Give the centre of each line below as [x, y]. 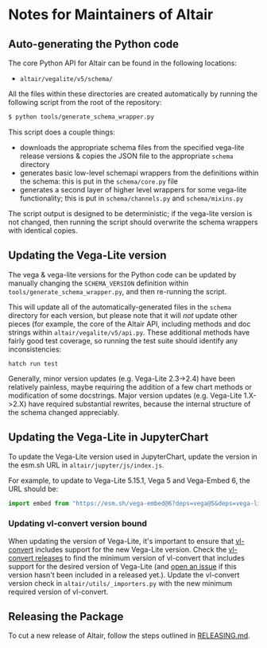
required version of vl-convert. [58, 592]
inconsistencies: [35, 349]
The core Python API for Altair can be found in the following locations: [122, 63]
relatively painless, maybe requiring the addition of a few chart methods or [130, 386]
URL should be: [33, 489]
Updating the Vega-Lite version [87, 256]
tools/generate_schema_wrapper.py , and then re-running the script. [118, 291]
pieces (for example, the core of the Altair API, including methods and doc [130, 324]
